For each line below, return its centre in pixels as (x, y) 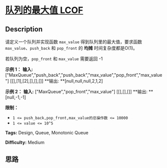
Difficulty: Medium (25, 142)
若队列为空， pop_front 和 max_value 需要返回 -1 (54, 59)
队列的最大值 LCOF (44, 10)
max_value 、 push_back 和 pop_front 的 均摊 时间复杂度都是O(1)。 (71, 48)
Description (24, 29)
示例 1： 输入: (19, 69)
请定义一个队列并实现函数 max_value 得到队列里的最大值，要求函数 (74, 42)
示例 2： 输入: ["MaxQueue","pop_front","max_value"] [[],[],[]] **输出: (76, 92)
